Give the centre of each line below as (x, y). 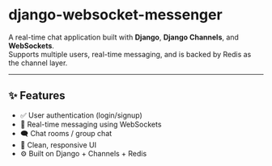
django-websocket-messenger (115, 15)
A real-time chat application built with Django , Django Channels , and (123, 37)
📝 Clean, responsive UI (58, 145)
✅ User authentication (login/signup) (81, 115)
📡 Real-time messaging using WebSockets (91, 124)
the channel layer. (38, 63)
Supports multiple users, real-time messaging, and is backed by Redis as (130, 54)
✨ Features (37, 95)
